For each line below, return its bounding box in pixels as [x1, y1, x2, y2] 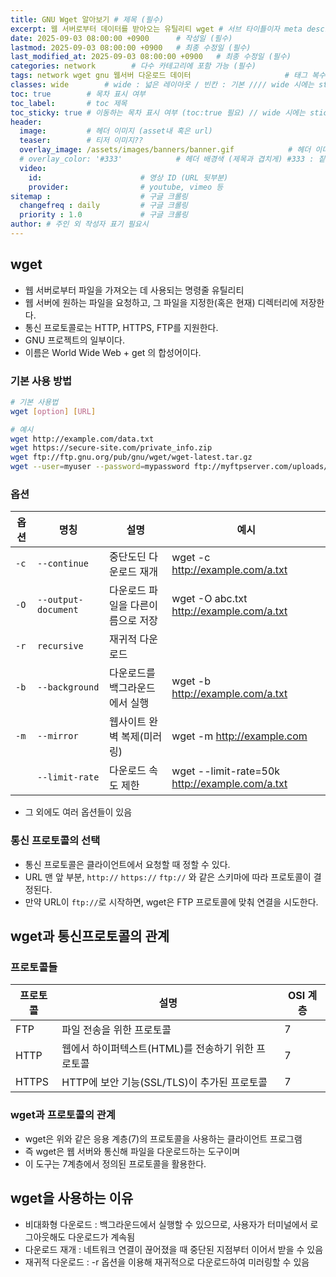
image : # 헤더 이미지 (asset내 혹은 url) [19, 126, 213, 136]
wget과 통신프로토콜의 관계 [10, 928, 170, 945]
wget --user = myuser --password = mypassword [10, 462, 190, 472]
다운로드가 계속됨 [68, 1231, 136, 1243]
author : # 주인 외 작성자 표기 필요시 [10, 219, 149, 230]
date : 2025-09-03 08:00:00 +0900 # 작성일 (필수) [10, 33, 233, 43]
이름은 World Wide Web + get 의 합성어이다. [24, 346, 202, 358]
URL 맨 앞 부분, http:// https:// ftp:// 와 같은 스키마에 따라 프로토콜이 [24, 871, 312, 883]
